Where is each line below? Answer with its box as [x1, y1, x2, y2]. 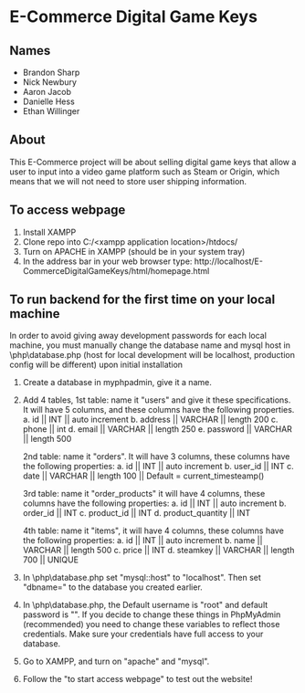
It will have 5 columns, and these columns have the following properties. [22, 404, 295, 415]
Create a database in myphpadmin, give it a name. [22, 377, 212, 388]
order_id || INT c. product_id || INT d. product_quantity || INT [22, 508, 251, 519]
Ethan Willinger [22, 106, 80, 116]
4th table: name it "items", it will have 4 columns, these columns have [22, 525, 285, 536]
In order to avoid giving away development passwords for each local [9, 331, 268, 341]
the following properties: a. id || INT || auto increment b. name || [22, 535, 263, 546]
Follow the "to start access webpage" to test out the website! [22, 674, 253, 685]
